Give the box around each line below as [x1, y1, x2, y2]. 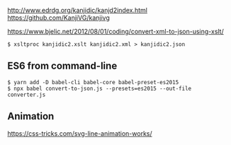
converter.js [7, 91, 46, 98]
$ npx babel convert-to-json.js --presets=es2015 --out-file [7, 85, 192, 92]
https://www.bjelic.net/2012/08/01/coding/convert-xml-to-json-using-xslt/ [7, 28, 225, 35]
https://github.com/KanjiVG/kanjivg [7, 13, 110, 22]
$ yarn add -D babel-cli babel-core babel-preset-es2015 [7, 79, 179, 86]
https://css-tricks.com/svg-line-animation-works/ [7, 129, 152, 137]
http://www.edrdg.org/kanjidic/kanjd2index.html [7, 6, 147, 14]
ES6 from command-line [7, 60, 118, 72]
